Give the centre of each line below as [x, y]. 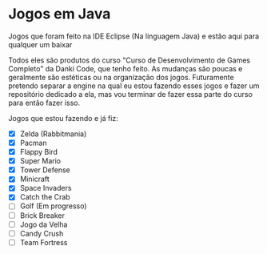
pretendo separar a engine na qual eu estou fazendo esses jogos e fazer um [134, 86]
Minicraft [34, 179]
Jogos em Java [60, 14]
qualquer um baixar [40, 44]
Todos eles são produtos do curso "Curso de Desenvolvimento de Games [129, 60]
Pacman [33, 143]
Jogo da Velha [44, 224]
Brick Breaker [42, 215]
